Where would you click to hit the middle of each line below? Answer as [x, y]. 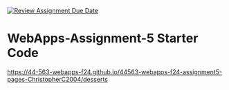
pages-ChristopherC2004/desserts [58, 79]
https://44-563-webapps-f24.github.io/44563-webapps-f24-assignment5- [115, 71]
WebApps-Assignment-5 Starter [103, 38]
